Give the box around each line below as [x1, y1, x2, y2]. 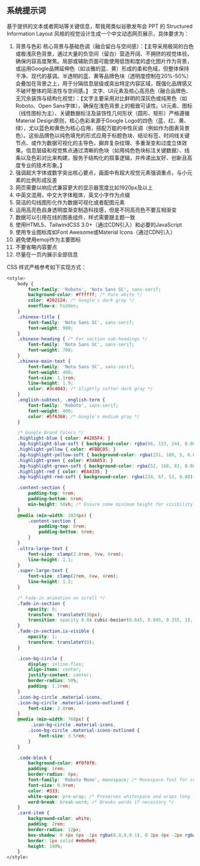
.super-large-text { [17, 567, 68, 574]
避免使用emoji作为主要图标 [15, 236, 81, 243]
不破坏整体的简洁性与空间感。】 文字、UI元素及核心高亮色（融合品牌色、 [15, 87, 192, 94]
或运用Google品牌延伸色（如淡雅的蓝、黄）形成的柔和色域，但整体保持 [15, 65, 189, 72]
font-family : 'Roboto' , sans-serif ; [28, 402, 119, 409]
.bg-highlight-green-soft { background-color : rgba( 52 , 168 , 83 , [17, 463, 183, 469]
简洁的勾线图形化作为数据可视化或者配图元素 [15, 199, 125, 206]
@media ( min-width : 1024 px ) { [17, 512, 93, 519]
